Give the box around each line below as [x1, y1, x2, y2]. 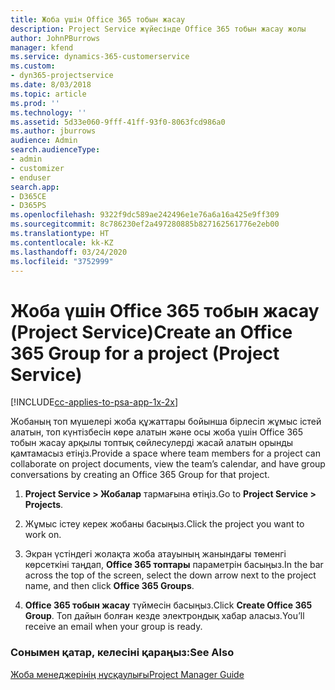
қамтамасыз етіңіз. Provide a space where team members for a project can [10, 447, 321, 460]
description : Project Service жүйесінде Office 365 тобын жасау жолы [10, 24, 307, 34]
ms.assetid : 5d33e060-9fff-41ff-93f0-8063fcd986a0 [10, 117, 226, 127]
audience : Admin [10, 136, 78, 146]
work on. [24, 529, 62, 541]
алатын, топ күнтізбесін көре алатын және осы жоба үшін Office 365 [10, 426, 304, 438]
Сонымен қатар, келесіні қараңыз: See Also [10, 646, 235, 660]
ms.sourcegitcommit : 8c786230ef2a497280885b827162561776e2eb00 [10, 219, 280, 230]
